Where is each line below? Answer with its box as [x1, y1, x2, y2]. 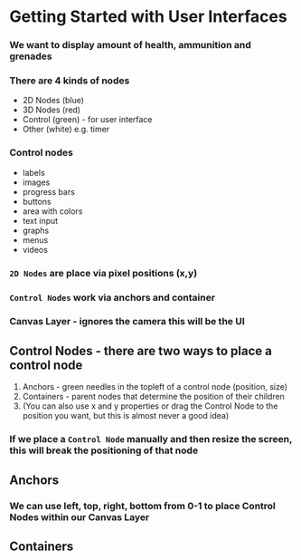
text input [22, 215, 59, 226]
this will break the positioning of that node [9, 444, 199, 457]
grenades [9, 50, 52, 63]
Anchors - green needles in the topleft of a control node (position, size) [22, 381, 287, 392]
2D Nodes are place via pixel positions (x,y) [9, 266, 198, 279]
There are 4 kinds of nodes [9, 74, 130, 87]
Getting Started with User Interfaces [9, 6, 287, 27]
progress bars [22, 186, 75, 197]
